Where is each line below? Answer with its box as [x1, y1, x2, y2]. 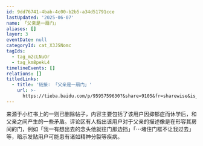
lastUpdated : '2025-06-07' [6, 14, 74, 21]
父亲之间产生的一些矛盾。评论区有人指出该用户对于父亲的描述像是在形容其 [6, 118, 192, 125]
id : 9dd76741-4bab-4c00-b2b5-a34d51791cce [6, 8, 115, 15]
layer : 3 [6, 31, 28, 37]
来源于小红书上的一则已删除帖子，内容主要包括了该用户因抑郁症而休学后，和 [6, 110, 197, 118]
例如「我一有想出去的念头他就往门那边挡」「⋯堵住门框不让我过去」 [27, 125, 195, 133]
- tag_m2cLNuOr [11, 54, 50, 60]
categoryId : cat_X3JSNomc [6, 43, 71, 49]
